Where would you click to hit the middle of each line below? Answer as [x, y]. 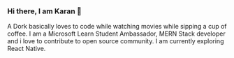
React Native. [27, 49]
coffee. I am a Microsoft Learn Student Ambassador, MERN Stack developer [116, 34]
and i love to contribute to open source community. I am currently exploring [116, 41]
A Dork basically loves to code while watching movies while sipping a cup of [117, 27]
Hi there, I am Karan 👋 [45, 11]
